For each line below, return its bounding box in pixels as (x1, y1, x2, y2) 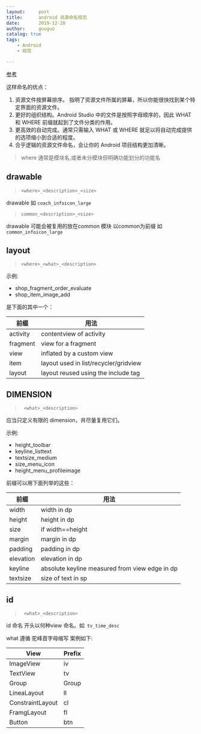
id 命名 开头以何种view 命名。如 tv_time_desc (6, 622, 120, 629)
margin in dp (41, 535, 76, 543)
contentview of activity (41, 330, 106, 338)
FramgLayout (9, 708, 47, 717)
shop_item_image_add (14, 291, 71, 298)
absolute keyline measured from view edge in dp (41, 564, 178, 573)
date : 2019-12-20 (6, 20, 66, 26)
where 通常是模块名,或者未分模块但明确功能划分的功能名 (20, 154, 161, 161)
